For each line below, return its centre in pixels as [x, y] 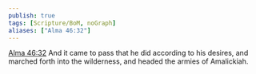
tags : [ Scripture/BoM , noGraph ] [62, 23]
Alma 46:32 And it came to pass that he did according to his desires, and [128, 53]
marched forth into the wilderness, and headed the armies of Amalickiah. [128, 61]
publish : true [32, 16]
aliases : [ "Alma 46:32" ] [50, 30]
